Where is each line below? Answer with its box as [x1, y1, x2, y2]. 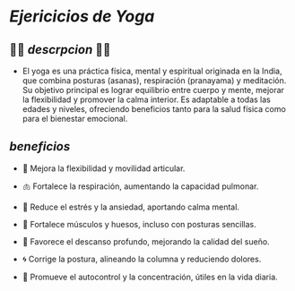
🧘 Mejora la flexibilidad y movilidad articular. [22, 163, 186, 174]
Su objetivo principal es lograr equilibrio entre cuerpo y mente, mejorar [22, 85, 285, 95]
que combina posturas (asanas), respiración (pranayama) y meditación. [22, 75, 287, 86]
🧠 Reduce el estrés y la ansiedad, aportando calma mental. [22, 201, 240, 212]
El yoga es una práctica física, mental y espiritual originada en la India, [22, 65, 282, 76]
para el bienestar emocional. [22, 114, 128, 124]
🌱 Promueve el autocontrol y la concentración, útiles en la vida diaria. [22, 271, 278, 282]
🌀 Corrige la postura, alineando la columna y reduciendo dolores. [22, 253, 262, 264]
